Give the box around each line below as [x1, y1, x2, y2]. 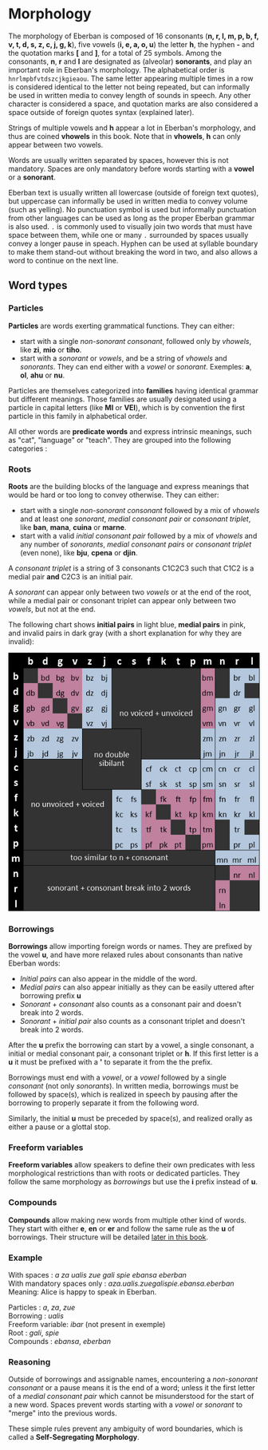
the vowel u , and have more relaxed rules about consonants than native [8, 950, 243, 960]
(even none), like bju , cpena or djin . [19, 547, 138, 557]
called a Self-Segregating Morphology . [8, 1432, 140, 1442]
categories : [8, 444, 48, 453]
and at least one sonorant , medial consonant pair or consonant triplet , [19, 514, 251, 524]
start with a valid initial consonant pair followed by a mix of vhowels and [19, 531, 258, 540]
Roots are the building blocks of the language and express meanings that [8, 481, 250, 491]
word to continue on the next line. [8, 255, 119, 265]
